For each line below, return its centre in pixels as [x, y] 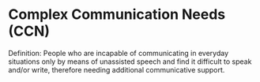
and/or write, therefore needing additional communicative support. [117, 69]
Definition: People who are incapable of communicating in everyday [119, 53]
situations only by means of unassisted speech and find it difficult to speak [130, 61]
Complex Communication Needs [117, 15]
